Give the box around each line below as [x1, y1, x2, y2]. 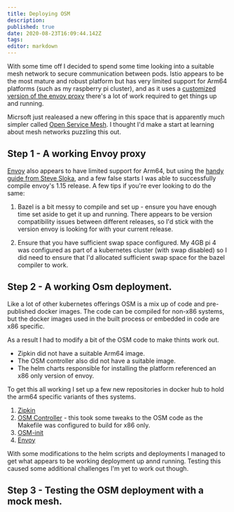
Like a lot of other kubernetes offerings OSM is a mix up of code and [7, 299, 205, 308]
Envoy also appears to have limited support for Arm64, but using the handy [7, 166, 224, 175]
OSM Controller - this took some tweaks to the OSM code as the [17, 413, 203, 422]
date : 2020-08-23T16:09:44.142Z [7, 29, 102, 37]
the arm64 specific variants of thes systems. [7, 392, 137, 401]
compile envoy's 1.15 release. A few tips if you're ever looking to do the [7, 181, 212, 190]
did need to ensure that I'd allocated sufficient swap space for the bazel [17, 253, 226, 261]
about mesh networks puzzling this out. [7, 127, 121, 136]
